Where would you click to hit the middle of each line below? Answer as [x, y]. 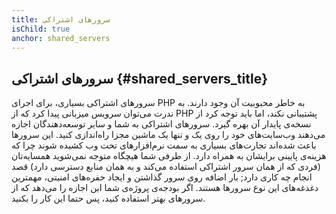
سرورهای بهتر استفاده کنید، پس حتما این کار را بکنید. [108, 198]
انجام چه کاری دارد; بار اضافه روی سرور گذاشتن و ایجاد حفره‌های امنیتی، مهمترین [162, 177]
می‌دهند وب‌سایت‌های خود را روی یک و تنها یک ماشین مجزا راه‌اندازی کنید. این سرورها [168, 135]
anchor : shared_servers [61, 38]
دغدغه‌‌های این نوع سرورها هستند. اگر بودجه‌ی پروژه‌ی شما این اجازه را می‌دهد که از [165, 188]
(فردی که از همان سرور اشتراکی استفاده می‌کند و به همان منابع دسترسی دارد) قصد [166, 167]
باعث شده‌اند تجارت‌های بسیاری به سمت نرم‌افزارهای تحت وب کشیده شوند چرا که [164, 145]
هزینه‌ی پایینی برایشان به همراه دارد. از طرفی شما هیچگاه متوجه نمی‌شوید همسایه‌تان [169, 156]
